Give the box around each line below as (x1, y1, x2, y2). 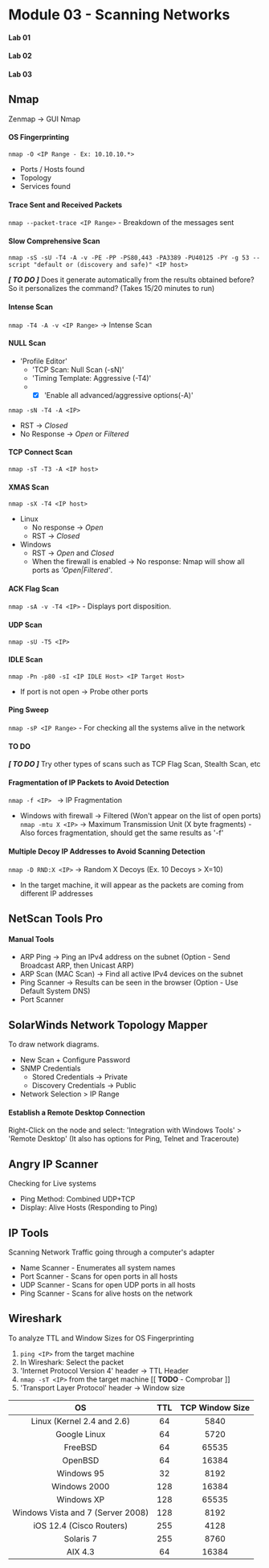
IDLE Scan (8, 655, 43, 665)
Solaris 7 (63, 1533, 98, 1544)
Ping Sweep (8, 705, 50, 714)
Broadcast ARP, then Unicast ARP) (19, 960, 134, 970)
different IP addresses (19, 888, 94, 898)
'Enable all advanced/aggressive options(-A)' (43, 390, 194, 399)
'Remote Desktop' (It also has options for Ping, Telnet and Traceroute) (8, 1134, 239, 1144)
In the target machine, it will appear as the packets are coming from (19, 880, 244, 890)
